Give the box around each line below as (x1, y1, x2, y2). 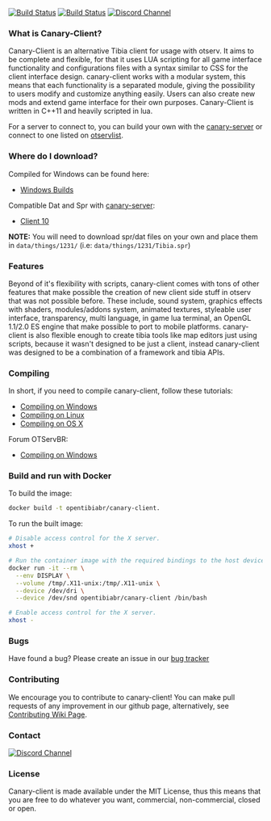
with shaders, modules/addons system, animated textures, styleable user (8, 304, 252, 314)
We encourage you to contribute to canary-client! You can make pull (8, 692, 236, 702)
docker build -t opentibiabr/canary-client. (8, 504, 161, 512)
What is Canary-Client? (8, 27, 102, 39)
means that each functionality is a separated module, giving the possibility (8, 81, 256, 91)
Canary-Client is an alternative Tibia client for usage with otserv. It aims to (8, 46, 254, 56)
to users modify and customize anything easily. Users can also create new (8, 89, 256, 99)
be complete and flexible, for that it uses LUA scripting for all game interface (8, 55, 262, 65)
